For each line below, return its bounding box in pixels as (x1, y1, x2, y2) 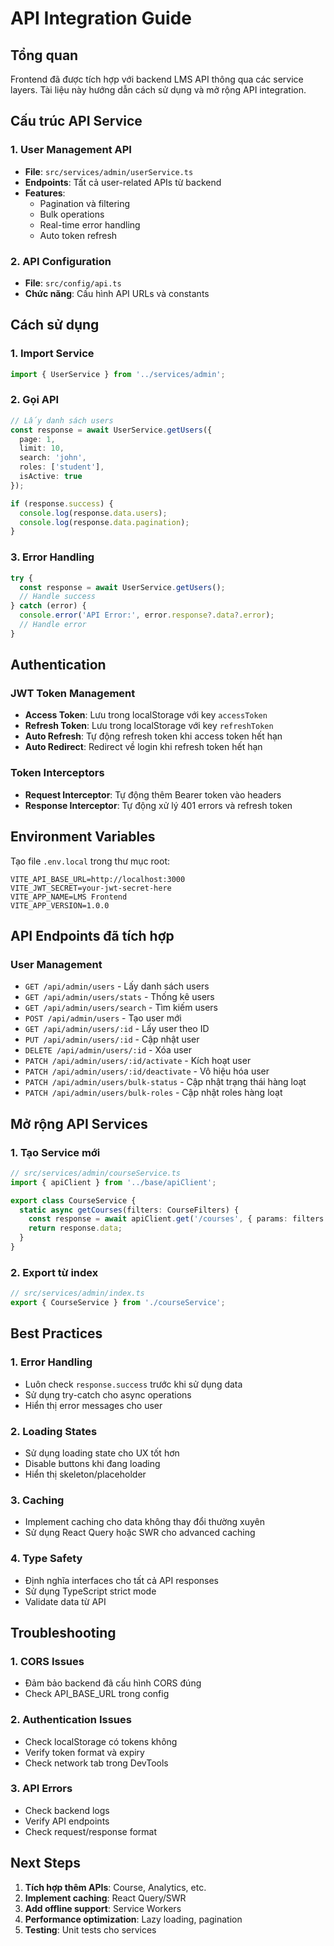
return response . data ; (28, 1223, 123, 1234)
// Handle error (19, 620, 87, 630)
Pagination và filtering (39, 197, 131, 209)
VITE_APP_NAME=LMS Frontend (10, 892, 128, 902)
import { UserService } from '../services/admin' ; (10, 369, 226, 379)
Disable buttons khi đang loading (24, 1457, 161, 1469)
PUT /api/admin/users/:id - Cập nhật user (24, 1033, 200, 1046)
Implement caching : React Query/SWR (24, 1892, 187, 1904)
